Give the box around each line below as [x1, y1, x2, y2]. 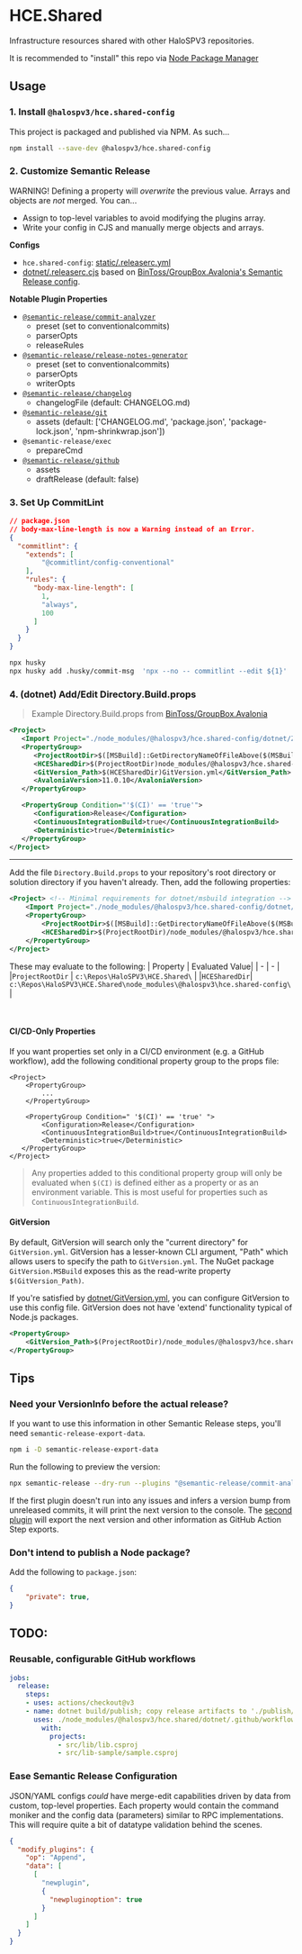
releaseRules [35, 339, 84, 350]
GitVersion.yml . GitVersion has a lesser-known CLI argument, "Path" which [9, 1246, 289, 1257]
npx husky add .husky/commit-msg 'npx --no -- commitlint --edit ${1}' [9, 666, 288, 675]
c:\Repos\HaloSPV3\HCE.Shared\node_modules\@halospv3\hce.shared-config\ [9, 980, 292, 989]
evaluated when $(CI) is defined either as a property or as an [31, 1177, 259, 1188]
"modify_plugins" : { [17, 1845, 94, 1854]
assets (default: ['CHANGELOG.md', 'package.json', [35, 416, 227, 427]
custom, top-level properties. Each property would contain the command [9, 1800, 280, 1811]
